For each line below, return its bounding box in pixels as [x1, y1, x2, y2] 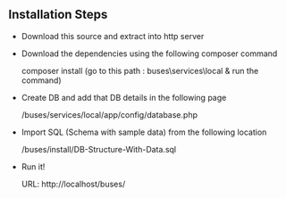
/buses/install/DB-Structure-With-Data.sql [21, 144, 177, 154]
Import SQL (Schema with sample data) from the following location [21, 127, 267, 137]
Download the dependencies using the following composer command [21, 48, 278, 59]
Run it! [21, 161, 46, 172]
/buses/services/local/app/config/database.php [21, 109, 198, 120]
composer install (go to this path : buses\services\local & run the [21, 65, 259, 76]
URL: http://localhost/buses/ [21, 178, 126, 189]
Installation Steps [8, 7, 108, 22]
